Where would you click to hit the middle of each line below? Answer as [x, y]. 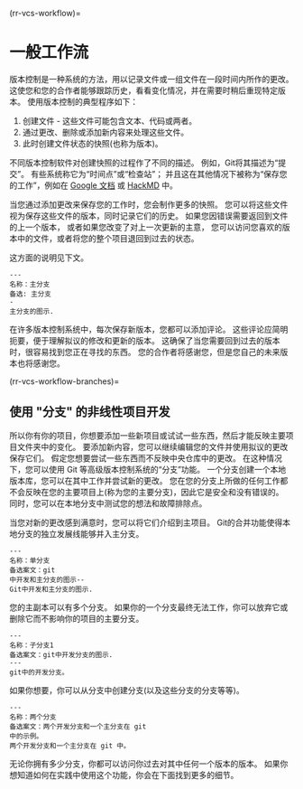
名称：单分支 [30, 560]
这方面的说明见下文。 [49, 258]
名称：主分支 [30, 284]
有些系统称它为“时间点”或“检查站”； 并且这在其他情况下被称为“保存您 [159, 174]
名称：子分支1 [32, 645]
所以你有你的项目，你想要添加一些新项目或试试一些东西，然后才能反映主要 [147, 435]
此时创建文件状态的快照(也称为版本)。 [93, 143]
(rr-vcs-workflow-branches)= [64, 381]
